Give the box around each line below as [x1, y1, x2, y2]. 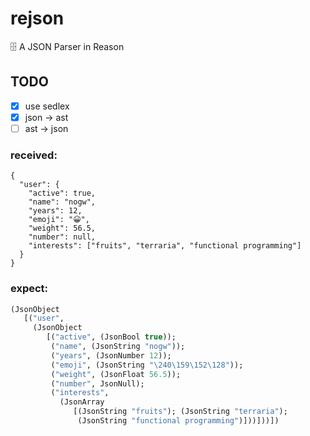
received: [10, 148, 58, 162]
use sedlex [24, 100, 70, 112]
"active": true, [28, 188, 97, 199]
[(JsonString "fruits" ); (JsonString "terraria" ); [73, 407, 288, 417]
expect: [10, 282, 49, 296]
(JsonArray [59, 397, 105, 407]
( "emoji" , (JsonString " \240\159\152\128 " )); [50, 360, 244, 370]
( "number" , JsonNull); [50, 378, 145, 389]
